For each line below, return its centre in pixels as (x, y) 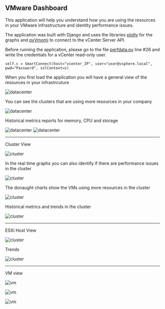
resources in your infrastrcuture (37, 82)
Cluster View (18, 144)
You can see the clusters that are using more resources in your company (79, 101)
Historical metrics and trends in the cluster (48, 207)
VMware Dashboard (36, 8)
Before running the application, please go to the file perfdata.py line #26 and (82, 49)
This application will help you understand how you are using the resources (80, 20)
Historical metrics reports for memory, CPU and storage (62, 121)
